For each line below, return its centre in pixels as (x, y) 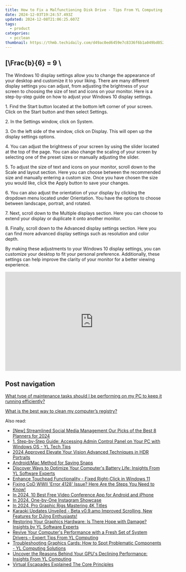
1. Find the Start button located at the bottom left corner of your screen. (79, 106)
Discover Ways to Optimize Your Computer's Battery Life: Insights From (86, 468)
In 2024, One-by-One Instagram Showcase (57, 500)
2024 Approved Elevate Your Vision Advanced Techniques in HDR (80, 452)
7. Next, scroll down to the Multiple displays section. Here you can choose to (84, 213)
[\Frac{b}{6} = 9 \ (33, 63)
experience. (18, 264)
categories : (18, 33)
